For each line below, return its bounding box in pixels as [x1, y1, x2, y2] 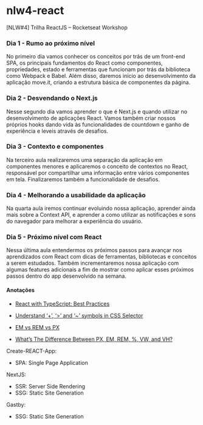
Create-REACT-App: [6, 347, 57, 354]
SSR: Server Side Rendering [15, 382, 86, 390]
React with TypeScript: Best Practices [15, 300, 110, 307]
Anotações [6, 287, 35, 294]
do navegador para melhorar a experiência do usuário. [6, 217, 143, 225]
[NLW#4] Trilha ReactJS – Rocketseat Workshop [6, 24, 128, 31]
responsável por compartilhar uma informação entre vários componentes [6, 169, 190, 177]
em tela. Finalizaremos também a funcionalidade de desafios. [6, 175, 160, 183]
